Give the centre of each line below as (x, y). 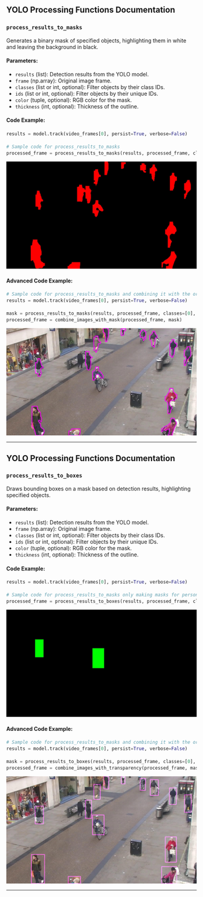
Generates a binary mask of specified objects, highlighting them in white (96, 40)
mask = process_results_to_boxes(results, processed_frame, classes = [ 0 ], (101, 762)
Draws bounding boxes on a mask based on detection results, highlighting (98, 489)
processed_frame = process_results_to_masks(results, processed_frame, (98, 153)
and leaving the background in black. (52, 47)
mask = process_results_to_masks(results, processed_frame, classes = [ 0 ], (101, 313)
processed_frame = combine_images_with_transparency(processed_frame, (97, 768)
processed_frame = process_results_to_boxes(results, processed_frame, (98, 601)
